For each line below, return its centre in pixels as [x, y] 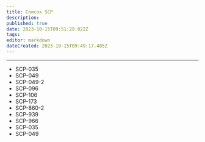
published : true [27, 23]
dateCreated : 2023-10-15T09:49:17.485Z [57, 46]
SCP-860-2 [30, 108]
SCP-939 [27, 114]
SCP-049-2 [30, 82]
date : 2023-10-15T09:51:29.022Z [47, 29]
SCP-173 [26, 101]
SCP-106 [26, 94]
